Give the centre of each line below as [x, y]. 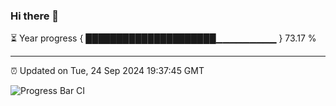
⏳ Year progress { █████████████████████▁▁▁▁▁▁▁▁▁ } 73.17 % [163, 38]
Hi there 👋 [35, 16]
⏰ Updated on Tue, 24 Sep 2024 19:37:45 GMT [107, 71]
